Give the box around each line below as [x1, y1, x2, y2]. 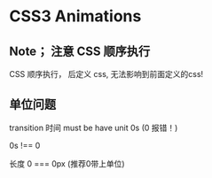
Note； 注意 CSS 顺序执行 [9, 43, 151, 58]
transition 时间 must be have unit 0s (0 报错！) [9, 122, 178, 133]
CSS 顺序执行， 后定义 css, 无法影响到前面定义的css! [9, 69, 204, 79]
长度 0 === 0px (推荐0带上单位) [9, 158, 126, 169]
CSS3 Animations [9, 6, 142, 27]
